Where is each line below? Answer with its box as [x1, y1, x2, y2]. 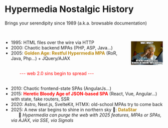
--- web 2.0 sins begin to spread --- [19, 70, 94, 76]
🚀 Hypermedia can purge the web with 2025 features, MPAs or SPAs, [18, 111, 161, 118]
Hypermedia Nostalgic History [5, 3, 134, 15]
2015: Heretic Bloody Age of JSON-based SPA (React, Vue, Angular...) [11, 90, 157, 96]
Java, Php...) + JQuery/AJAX [11, 55, 71, 61]
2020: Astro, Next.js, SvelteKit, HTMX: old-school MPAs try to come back [11, 101, 163, 107]
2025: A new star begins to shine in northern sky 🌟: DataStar [11, 106, 137, 112]
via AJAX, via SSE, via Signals [11, 117, 74, 123]
